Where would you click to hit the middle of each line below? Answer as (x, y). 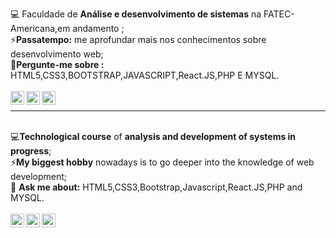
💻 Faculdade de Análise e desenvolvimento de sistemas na (136, 14)
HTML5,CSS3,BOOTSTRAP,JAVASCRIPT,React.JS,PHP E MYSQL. (145, 75)
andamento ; (98, 28)
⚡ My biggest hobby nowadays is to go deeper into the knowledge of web (162, 162)
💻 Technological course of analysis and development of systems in (153, 136)
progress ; (31, 151)
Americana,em (40, 28)
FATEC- (279, 14)
